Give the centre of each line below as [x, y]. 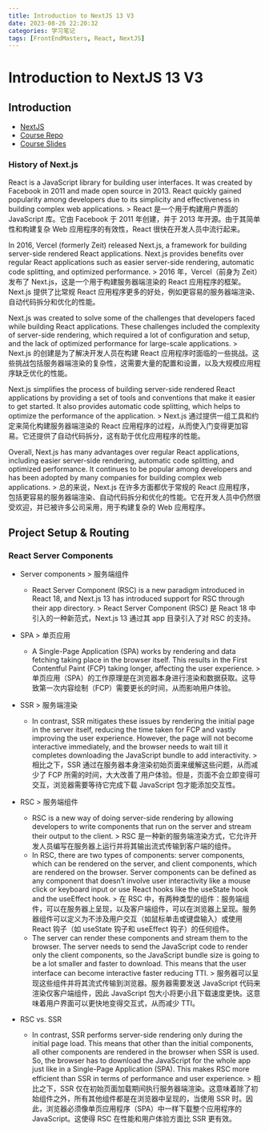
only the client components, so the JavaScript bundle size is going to [146, 955]
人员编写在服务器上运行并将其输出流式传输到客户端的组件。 [137, 846]
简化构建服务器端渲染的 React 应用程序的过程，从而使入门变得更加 [132, 426]
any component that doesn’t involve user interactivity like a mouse [141, 881]
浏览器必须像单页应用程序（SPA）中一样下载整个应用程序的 [144, 1109]
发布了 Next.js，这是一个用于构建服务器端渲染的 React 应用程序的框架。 [127, 281]
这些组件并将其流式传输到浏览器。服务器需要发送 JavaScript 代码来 [150, 983]
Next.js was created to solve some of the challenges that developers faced [132, 317]
